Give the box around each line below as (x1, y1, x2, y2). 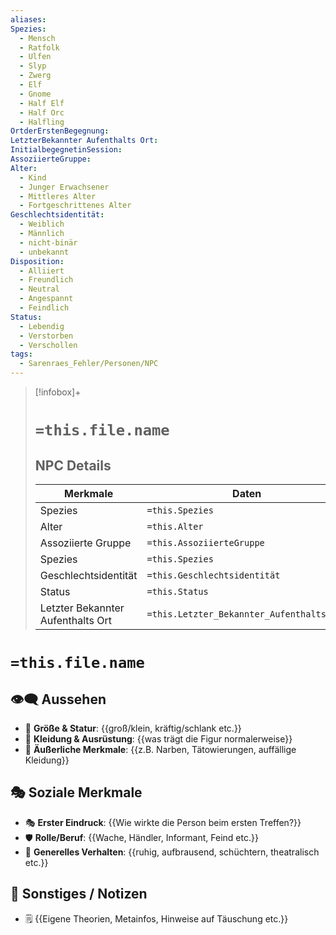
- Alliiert (19, 266, 65, 276)
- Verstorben (19, 331, 74, 341)
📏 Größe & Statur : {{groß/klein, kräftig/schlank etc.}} (24, 722, 242, 734)
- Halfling (19, 117, 65, 127)
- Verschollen (19, 340, 78, 350)
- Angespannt (19, 294, 74, 304)
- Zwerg (19, 71, 52, 81)
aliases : (10, 14, 47, 25)
